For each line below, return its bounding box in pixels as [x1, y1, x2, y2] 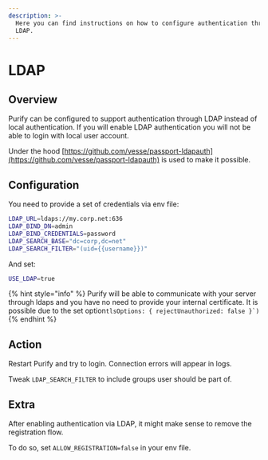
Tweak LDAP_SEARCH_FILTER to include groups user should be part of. [8, 374, 233, 384]
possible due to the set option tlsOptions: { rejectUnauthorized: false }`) [8, 306, 260, 316]
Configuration [8, 178, 80, 192]
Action [8, 338, 42, 351]
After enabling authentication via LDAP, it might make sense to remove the [8, 419, 253, 429]
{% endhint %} [8, 314, 57, 324]
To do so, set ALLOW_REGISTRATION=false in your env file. [8, 443, 191, 453]
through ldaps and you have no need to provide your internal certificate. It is [8, 298, 258, 307]
